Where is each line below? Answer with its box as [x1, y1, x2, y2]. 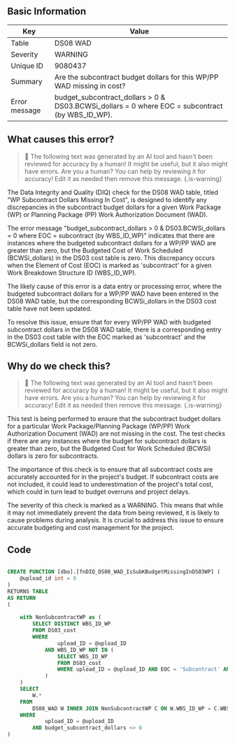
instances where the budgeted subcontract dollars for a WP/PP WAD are [7, 238, 217, 247]
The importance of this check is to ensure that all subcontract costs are [7, 465, 213, 474]
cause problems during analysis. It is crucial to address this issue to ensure [7, 516, 224, 524]
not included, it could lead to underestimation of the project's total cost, [7, 480, 213, 489]
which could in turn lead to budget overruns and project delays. [7, 487, 190, 496]
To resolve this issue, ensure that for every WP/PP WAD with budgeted [7, 317, 211, 326]
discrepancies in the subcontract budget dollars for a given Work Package [7, 203, 222, 211]
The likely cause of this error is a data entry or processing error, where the [7, 282, 222, 290]
